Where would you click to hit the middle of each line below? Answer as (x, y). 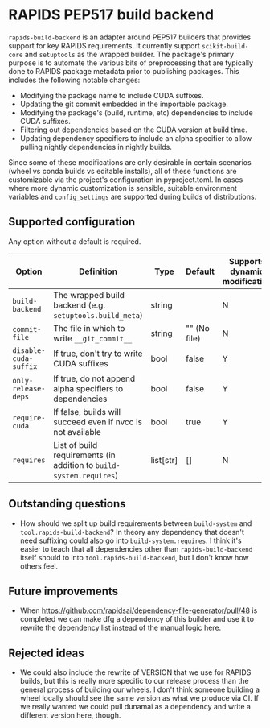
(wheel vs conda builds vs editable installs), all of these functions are (123, 171)
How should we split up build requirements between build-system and (136, 523)
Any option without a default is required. (75, 241)
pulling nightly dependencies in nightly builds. (96, 147)
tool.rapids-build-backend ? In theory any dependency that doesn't (132, 532)
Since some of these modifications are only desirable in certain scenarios (130, 162)
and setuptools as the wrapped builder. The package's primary (129, 54)
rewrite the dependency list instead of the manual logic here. (121, 628)
